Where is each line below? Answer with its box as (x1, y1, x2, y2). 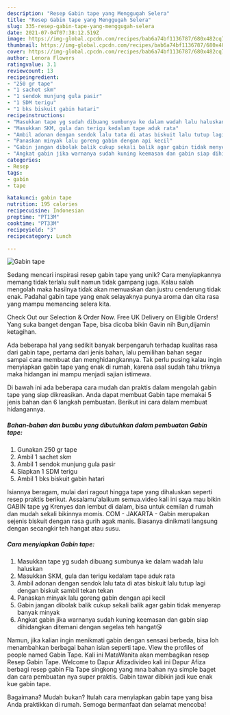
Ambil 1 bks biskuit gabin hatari (16, 474, 105, 483)
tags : (7, 169, 23, 176)
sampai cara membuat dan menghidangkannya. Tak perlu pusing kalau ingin (7, 356, 222, 364)
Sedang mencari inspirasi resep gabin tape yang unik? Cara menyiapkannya (7, 271, 221, 279)
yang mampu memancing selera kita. (7, 300, 112, 308)
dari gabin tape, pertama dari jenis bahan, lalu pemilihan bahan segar (7, 348, 203, 356)
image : (7, 36, 26, 43)
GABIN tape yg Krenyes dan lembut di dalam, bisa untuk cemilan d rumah (7, 502, 214, 511)
